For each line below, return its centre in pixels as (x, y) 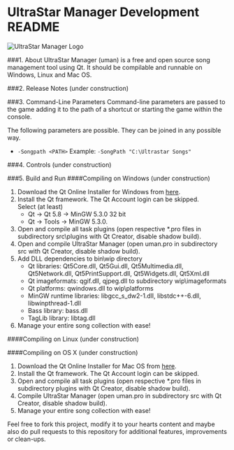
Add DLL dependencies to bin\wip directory (80, 259)
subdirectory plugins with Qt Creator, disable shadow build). (104, 388)
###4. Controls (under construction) (59, 164)
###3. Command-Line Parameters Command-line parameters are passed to (116, 101)
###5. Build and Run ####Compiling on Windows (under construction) (109, 178)
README (34, 27)
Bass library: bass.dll (58, 310)
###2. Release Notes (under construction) (68, 88)
